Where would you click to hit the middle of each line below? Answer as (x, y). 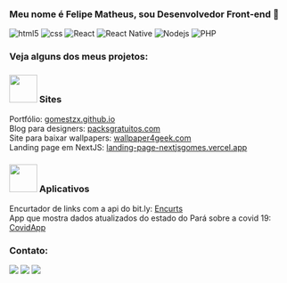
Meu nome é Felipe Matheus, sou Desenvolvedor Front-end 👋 (144, 14)
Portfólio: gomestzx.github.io (62, 118)
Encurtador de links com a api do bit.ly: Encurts (96, 208)
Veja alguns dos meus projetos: (79, 57)
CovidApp (28, 227)
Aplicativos (64, 189)
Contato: (29, 250)
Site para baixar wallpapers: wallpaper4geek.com (100, 138)
